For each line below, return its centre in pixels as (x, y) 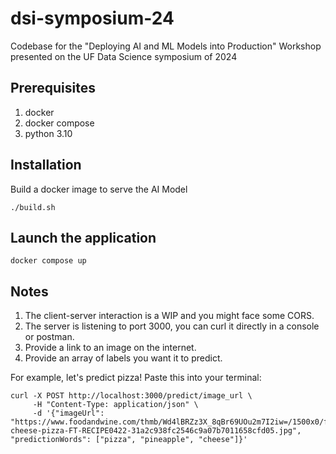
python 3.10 (48, 133)
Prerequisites (53, 88)
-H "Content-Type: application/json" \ (115, 405)
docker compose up (48, 261)
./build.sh (33, 207)
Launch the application (83, 237)
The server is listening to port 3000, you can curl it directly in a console (172, 326)
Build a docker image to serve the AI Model (99, 189)
